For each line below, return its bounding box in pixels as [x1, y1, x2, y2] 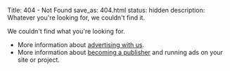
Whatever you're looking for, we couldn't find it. [7, 13, 146, 22]
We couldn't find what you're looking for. [7, 27, 125, 35]
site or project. [17, 56, 60, 64]
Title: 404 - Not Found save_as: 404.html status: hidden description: [7, 6, 205, 14]
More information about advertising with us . [17, 41, 145, 49]
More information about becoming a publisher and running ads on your [17, 49, 224, 56]
